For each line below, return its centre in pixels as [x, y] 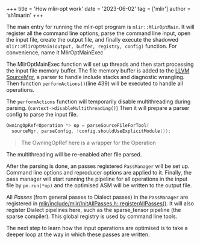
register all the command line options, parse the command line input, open [98, 33]
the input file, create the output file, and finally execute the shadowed [92, 40]
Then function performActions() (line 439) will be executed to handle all [95, 83]
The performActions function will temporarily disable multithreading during [98, 101]
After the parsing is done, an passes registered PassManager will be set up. [98, 166]
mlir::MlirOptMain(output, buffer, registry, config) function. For [92, 46]
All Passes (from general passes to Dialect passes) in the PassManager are [97, 197]
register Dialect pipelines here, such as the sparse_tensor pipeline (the [94, 210]
